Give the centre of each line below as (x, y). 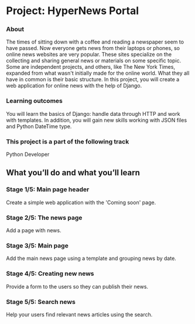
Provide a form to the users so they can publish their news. (77, 286)
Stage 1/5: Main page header (48, 189)
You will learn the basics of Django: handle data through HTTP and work (93, 113)
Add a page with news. (34, 231)
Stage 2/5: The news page (44, 218)
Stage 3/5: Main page (37, 245)
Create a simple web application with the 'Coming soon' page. (81, 202)
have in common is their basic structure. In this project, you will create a (93, 79)
